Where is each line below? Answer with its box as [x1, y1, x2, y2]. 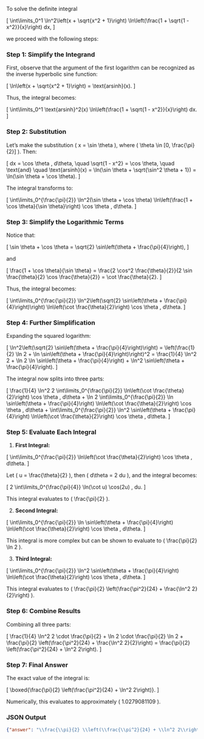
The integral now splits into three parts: [6, 375, 104, 382]
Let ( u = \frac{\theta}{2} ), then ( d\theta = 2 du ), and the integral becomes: [6, 472, 197, 479]
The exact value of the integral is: [6, 675, 90, 682]
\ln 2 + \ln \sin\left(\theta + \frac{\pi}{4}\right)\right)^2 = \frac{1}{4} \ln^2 [15, 351, 197, 358]
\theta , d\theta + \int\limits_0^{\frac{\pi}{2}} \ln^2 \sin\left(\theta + [6, 407, 172, 414]
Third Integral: [15, 555, 53, 563]
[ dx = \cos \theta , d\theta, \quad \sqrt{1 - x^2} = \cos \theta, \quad [6, 159, 175, 167]
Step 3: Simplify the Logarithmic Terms [6, 218, 124, 226]
